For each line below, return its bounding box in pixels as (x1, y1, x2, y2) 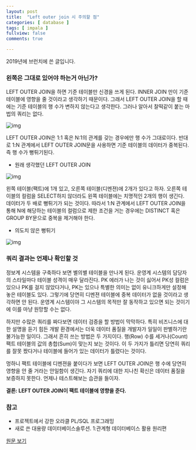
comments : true (6, 36, 43, 42)
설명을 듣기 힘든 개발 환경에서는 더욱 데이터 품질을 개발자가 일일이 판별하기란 (12, 325, 187, 332)
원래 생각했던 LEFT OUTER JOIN (14, 161, 91, 168)
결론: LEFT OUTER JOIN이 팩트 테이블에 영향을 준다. (6, 387, 127, 394)
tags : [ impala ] (6, 25, 49, 31)
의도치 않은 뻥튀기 (14, 227, 56, 234)
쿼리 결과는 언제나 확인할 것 (6, 255, 78, 263)
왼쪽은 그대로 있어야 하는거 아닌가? (6, 74, 98, 82)
